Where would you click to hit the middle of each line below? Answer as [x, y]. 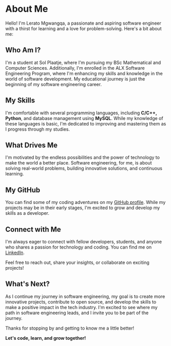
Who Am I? [23, 50]
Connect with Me [33, 229]
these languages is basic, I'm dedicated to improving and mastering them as [86, 124]
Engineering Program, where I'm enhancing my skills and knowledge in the [84, 73]
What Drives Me [31, 145]
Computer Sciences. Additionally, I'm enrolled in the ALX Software [75, 68]
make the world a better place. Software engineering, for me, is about [79, 163]
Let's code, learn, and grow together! [46, 338]
